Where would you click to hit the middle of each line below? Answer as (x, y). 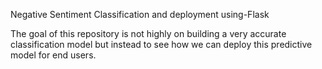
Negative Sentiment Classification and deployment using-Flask (140, 14)
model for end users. (53, 55)
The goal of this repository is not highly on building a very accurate (148, 33)
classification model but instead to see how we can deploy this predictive (161, 44)
